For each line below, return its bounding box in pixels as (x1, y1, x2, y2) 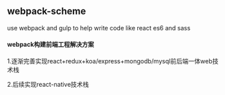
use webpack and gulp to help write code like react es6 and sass (7, 23, 191, 32)
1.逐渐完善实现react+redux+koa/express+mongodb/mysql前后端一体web (7, 57, 213, 65)
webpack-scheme (7, 6, 86, 17)
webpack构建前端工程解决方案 (7, 41, 95, 49)
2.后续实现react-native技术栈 (7, 81, 89, 89)
